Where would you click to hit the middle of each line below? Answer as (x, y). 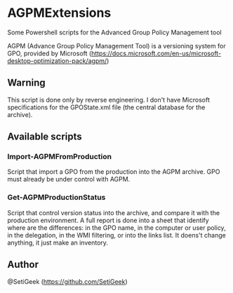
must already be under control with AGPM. (69, 179)
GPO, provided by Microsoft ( (49, 53)
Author (23, 265)
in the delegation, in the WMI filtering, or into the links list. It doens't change (116, 235)
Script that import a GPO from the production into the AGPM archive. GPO (114, 172)
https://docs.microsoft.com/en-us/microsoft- (156, 53)
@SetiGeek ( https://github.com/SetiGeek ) (67, 281)
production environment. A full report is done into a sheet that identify (108, 220)
